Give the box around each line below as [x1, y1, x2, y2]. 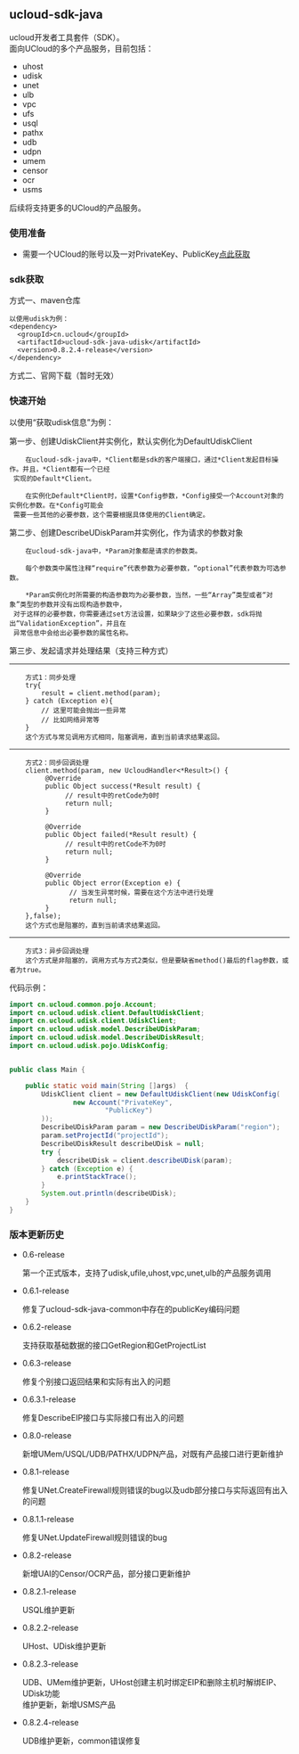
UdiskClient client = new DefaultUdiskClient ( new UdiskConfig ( [41, 1089, 280, 1099]
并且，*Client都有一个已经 [21, 464, 110, 473]
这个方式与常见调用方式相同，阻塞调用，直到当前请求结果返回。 [25, 733, 224, 742]
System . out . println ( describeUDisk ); [41, 1189, 177, 1198]
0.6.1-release [21, 1285, 69, 1296]
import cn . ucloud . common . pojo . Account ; [9, 1000, 158, 1009]
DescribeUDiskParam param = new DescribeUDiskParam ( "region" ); [41, 1123, 280, 1132]
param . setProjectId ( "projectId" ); [41, 1131, 169, 1140]
